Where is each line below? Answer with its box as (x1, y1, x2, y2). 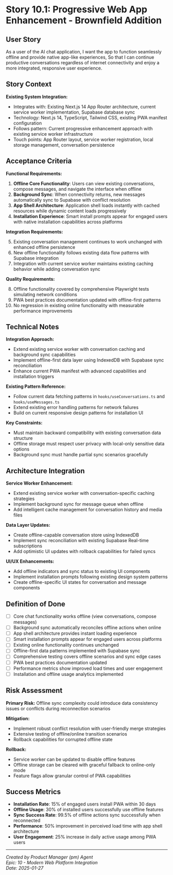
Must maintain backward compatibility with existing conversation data (13, 430, 161, 436)
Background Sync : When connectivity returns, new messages (13, 191, 145, 198)
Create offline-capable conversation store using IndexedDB (13, 532, 139, 538)
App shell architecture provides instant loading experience (13, 630, 137, 636)
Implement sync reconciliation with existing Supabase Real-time (13, 538, 149, 544)
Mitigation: (6, 715, 30, 721)
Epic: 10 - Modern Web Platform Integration (6, 860, 98, 866)
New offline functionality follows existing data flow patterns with (13, 249, 149, 256)
